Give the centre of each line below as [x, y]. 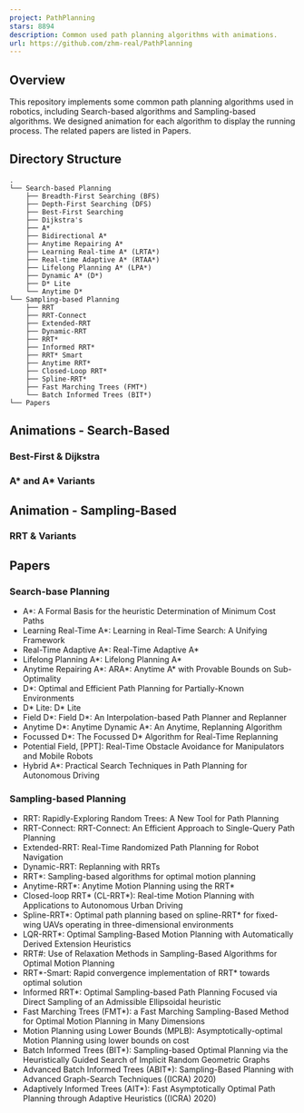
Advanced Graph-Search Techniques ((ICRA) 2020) [119, 1079]
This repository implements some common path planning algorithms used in [152, 102]
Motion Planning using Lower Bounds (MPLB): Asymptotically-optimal [152, 1031]
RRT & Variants [43, 536]
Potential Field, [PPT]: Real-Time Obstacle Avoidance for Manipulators [153, 747]
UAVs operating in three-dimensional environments [138, 925]
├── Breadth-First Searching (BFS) [93, 196]
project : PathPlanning [52, 18]
